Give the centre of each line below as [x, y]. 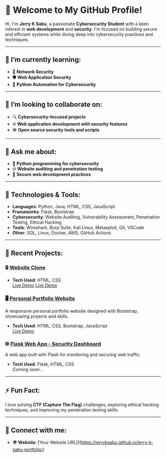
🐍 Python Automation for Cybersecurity [54, 84]
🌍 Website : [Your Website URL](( [47, 443]
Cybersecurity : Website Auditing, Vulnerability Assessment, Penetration [86, 217]
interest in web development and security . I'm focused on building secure [81, 29]
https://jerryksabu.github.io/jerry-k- [117, 443]
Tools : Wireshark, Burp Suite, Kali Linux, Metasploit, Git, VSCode [78, 228]
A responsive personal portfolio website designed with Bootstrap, [72, 311]
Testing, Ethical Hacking [37, 223]
